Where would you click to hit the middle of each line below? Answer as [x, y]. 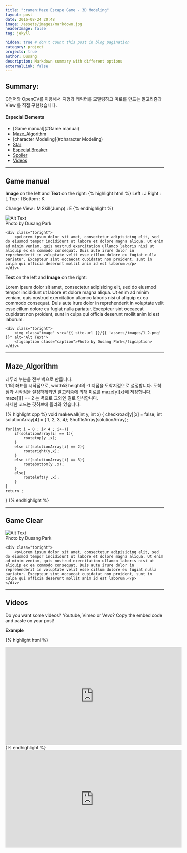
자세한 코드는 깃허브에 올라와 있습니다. [43, 404]
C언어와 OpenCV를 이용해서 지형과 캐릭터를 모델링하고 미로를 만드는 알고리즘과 [84, 99]
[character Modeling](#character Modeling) [58, 139]
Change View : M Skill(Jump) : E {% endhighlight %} [59, 208]
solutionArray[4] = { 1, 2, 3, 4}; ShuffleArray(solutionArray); [67, 419]
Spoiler [20, 155]
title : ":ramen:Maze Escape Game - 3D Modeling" [57, 10]
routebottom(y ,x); [44, 464]
